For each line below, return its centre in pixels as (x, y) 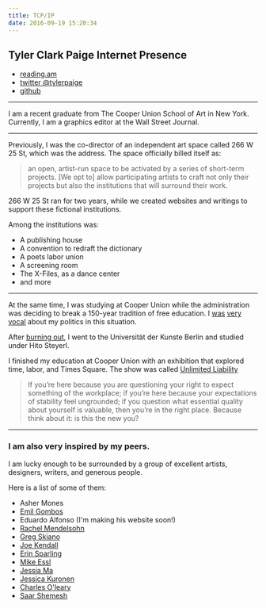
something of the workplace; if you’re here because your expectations (142, 393)
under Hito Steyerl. (39, 346)
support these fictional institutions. (65, 209)
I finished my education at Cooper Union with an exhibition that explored (126, 361)
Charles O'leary (45, 587)
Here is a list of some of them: (57, 488)
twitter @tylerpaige (51, 82)
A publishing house (51, 240)
